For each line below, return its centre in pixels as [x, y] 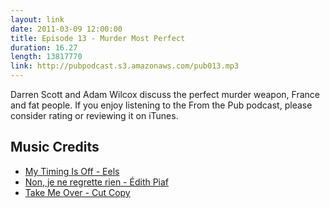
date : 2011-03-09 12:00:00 [66, 29]
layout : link [37, 19]
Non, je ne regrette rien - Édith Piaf [97, 182]
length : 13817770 [46, 57]
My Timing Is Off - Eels [72, 171]
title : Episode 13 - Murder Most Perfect [98, 38]
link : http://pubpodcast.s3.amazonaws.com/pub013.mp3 [125, 66]
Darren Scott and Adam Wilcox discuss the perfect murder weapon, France [165, 94]
